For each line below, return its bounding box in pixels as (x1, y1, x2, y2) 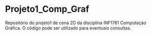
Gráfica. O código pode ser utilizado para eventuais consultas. (5, 25, 131, 31)
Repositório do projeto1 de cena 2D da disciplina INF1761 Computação (5, 20, 147, 26)
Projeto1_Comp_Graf (5, 3, 90, 15)
